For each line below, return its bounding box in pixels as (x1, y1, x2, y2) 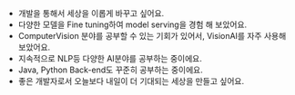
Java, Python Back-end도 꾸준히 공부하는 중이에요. (17, 64, 203, 75)
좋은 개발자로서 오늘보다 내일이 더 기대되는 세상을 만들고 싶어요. (17, 76, 244, 86)
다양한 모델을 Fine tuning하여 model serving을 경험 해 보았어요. (17, 19, 248, 30)
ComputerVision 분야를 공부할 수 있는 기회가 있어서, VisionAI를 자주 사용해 (17, 31, 287, 41)
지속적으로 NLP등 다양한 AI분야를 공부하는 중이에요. (17, 53, 202, 63)
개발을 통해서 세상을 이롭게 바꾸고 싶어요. (17, 8, 165, 18)
